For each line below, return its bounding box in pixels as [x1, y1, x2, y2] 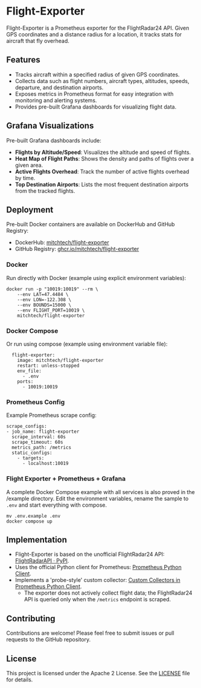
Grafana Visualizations [6, 121, 94, 131]
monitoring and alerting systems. [14, 96, 97, 104]
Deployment [6, 204, 54, 215]
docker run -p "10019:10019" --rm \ [6, 286, 98, 292]
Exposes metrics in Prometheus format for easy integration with [14, 90, 174, 98]
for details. [6, 676, 33, 683]
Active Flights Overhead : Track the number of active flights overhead [14, 168, 190, 175]
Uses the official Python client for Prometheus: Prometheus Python [14, 564, 182, 571]
